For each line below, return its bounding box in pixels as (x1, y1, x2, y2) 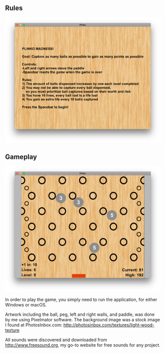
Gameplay (5, 152, 37, 161)
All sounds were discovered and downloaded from (5, 337, 107, 343)
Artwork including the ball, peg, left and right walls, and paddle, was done (5, 311, 155, 317)
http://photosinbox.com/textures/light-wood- (63, 322, 155, 328)
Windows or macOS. (5, 302, 47, 307)
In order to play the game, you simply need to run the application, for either (5, 297, 158, 303)
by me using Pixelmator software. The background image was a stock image (5, 316, 160, 322)
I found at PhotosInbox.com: (5, 322, 63, 328)
